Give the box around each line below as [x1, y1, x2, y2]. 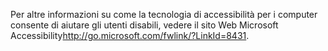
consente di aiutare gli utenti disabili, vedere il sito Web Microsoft [10, 19, 279, 31]
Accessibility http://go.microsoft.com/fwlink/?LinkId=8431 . [10, 30, 250, 41]
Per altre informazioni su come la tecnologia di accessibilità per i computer [10, 9, 318, 20]
